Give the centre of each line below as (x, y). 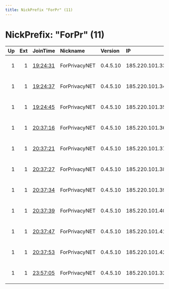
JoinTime (44, 51)
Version (110, 51)
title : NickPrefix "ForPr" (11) (39, 10)
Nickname (72, 51)
